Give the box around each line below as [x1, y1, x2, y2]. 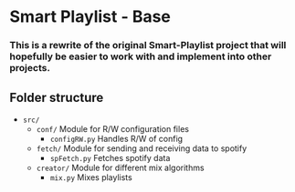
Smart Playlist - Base [9, 6, 172, 27]
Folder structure [9, 89, 104, 106]
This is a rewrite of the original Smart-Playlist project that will [9, 39, 287, 52]
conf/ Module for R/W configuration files [36, 123, 190, 134]
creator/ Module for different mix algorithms [36, 162, 205, 173]
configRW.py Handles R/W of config [49, 133, 184, 144]
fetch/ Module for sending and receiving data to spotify [36, 143, 248, 154]
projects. [9, 62, 50, 75]
